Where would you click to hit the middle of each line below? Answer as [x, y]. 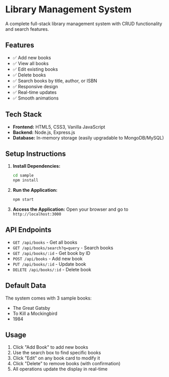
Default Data [26, 286]
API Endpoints [28, 230]
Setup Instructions [36, 154]
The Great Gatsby [31, 308]
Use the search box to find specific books [57, 353]
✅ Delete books [29, 75]
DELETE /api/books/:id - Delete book [52, 269]
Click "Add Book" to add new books [50, 347]
